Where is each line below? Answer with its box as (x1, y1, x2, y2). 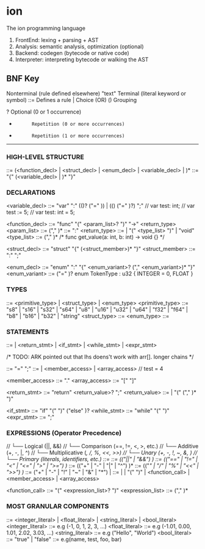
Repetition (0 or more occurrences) (31, 121, 125, 127)
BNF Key (6, 73, 40, 84)
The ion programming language (6, 24, 85, 32)
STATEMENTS (6, 327, 49, 336)
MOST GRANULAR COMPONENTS (6, 502, 109, 511)
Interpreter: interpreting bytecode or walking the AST (15, 56, 149, 63)
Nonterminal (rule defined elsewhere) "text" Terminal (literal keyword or (6, 90, 187, 97)
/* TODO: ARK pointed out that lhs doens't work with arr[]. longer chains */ (6, 353, 194, 360)
